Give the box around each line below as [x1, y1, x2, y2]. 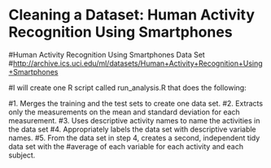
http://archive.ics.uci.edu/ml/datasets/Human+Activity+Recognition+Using [12, 58, 263, 68]
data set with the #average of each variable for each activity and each [8, 141, 244, 151]
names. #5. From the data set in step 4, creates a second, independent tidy [8, 132, 260, 143]
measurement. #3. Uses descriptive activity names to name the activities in [8, 115, 260, 125]
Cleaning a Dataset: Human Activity [8, 6, 255, 24]
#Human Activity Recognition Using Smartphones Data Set [8, 50, 205, 59]
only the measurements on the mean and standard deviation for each [8, 107, 240, 117]
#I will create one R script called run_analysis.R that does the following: [8, 83, 247, 93]
